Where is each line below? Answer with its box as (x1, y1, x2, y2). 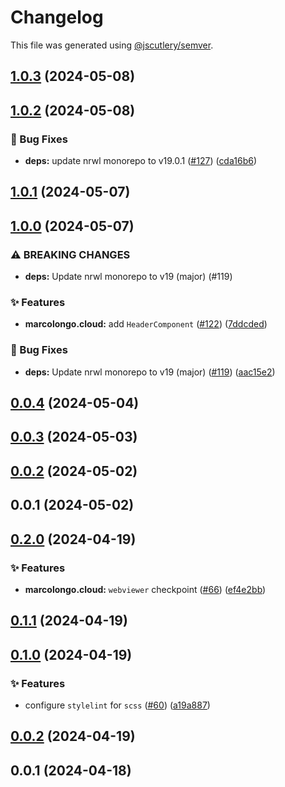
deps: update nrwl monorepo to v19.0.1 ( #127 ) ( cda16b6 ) (24, 155, 257, 167)
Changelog (10, 6, 104, 29)
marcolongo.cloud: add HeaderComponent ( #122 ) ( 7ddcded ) (24, 318, 268, 330)
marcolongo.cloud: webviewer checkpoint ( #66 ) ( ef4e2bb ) (24, 583, 267, 595)
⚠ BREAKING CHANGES (10, 247, 131, 261)
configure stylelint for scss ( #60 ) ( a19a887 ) (24, 699, 211, 711)
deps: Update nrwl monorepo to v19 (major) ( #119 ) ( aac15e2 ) (24, 366, 276, 378)
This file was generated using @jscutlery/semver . (10, 39, 214, 51)
